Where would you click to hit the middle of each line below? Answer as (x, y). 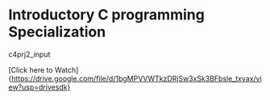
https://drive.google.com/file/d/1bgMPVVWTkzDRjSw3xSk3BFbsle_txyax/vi (136, 78)
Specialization (57, 32)
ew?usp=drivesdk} (39, 87)
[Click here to (31, 69)
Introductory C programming (107, 15)
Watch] (67, 69)
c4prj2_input (29, 54)
